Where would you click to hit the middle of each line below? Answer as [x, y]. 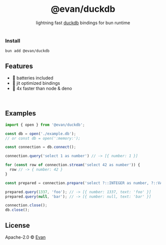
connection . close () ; [26, 206]
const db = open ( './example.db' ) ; [41, 134]
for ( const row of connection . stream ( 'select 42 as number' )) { [73, 165]
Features [19, 66]
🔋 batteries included [33, 78]
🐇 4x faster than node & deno [42, 88]
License [18, 225]
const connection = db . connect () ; [41, 147]
